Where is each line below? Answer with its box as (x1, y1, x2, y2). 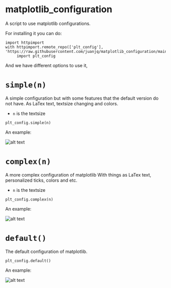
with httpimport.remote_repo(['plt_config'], (5, 44, 103, 49)
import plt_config (16, 53, 56, 59)
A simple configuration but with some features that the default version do (5, 95, 159, 101)
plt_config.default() (5, 258, 51, 263)
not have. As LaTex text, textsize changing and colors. (5, 100, 119, 106)
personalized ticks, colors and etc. (5, 177, 77, 183)
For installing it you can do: (5, 30, 62, 36)
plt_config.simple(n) (5, 120, 51, 125)
